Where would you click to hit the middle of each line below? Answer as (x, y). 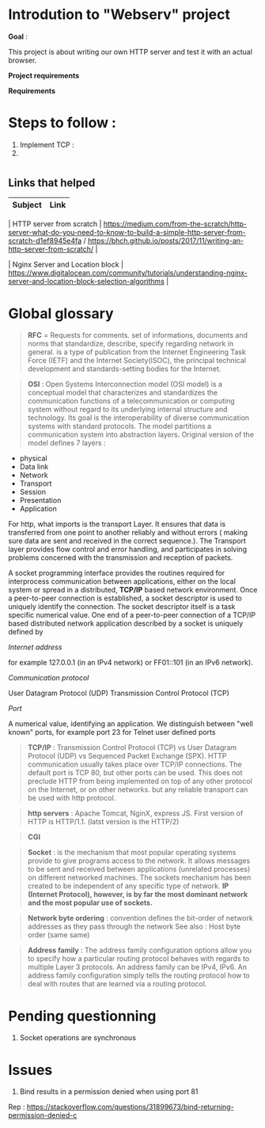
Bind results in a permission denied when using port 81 (109, 1092)
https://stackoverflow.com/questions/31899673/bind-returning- (131, 1107)
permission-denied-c (43, 1115)
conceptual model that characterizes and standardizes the (123, 392)
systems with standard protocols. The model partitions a (119, 426)
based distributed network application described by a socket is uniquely (126, 623)
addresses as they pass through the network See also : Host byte (134, 926)
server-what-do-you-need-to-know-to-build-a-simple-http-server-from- (127, 233)
